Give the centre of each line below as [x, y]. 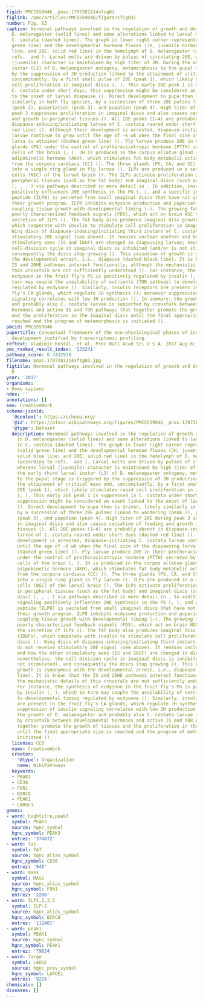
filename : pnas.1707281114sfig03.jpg [54, 361]
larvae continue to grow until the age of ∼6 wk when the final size [101, 136]
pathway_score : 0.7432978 [39, 355]
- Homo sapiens [25, 389]
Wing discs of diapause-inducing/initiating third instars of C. [96, 231]
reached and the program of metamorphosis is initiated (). [89, 321]
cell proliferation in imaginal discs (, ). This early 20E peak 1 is [102, 85]
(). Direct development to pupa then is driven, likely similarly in [107, 507]
